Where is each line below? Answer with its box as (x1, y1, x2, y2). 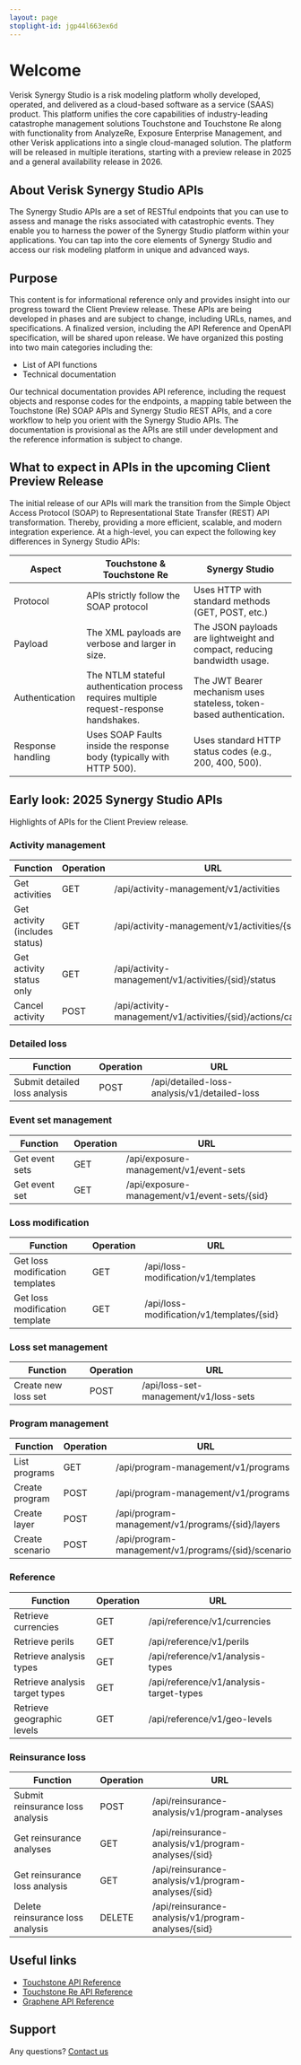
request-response (86, 702, 164, 714)
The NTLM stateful (86, 669, 166, 681)
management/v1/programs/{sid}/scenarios (115, 1544, 297, 1557)
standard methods (193, 594, 271, 607)
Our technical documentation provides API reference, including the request (9, 387, 287, 398)
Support (9, 2022, 56, 2037)
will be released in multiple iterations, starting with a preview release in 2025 (9, 147, 292, 158)
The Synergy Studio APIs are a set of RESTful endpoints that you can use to (9, 206, 289, 217)
